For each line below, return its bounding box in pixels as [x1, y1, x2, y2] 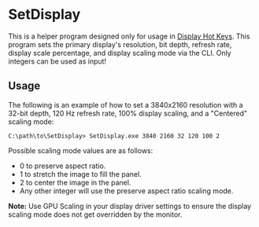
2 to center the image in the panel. [19, 178, 131, 187]
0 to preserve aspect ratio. [19, 161, 106, 170]
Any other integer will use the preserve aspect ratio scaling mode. [19, 186, 234, 196]
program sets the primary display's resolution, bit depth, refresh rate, [8, 39, 232, 49]
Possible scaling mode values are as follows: [8, 145, 154, 155]
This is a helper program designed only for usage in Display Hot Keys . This [8, 31, 250, 41]
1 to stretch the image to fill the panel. [19, 169, 142, 178]
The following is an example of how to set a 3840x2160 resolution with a [8, 100, 243, 109]
